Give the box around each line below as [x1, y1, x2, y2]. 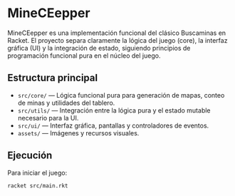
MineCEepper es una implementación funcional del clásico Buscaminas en [7, 29, 226, 37]
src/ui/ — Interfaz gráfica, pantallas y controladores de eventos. [17, 121, 209, 130]
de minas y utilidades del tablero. [17, 98, 115, 107]
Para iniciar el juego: [7, 168, 68, 177]
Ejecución [7, 150, 53, 162]
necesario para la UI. [17, 113, 79, 122]
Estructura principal [7, 72, 98, 84]
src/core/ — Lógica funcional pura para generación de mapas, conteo [17, 91, 225, 99]
